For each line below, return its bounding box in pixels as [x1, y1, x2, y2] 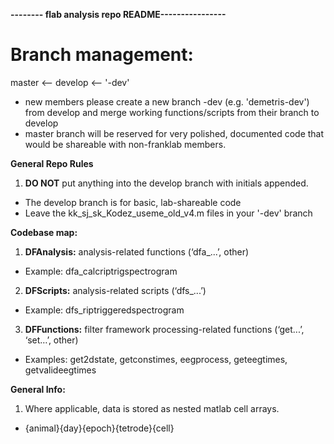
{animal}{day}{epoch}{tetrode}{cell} [24, 422, 175, 434]
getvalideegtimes [24, 364, 97, 376]
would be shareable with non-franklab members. [24, 138, 227, 150]
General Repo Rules [10, 157, 94, 169]
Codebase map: [10, 226, 78, 238]
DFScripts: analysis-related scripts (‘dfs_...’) [24, 284, 207, 296]
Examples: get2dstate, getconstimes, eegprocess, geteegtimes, [24, 353, 288, 365]
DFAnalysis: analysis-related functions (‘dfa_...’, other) [24, 245, 250, 258]
